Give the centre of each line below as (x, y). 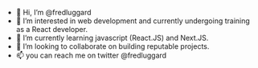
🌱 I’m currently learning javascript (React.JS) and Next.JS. (112, 38)
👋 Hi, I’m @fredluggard (53, 12)
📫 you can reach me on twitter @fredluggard (91, 55)
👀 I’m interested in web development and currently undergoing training (133, 21)
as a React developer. (52, 29)
